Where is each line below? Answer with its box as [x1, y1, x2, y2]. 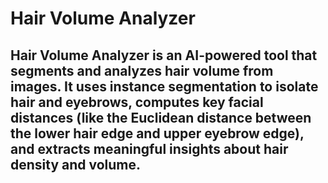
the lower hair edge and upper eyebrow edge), [10, 125, 305, 142]
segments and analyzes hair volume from [10, 62, 274, 79]
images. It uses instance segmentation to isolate [10, 78, 319, 95]
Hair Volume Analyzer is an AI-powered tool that [10, 47, 318, 64]
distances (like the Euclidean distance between [10, 109, 312, 126]
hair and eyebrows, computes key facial [10, 93, 264, 111]
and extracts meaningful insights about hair [10, 140, 289, 157]
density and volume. [10, 156, 142, 173]
